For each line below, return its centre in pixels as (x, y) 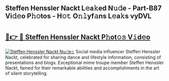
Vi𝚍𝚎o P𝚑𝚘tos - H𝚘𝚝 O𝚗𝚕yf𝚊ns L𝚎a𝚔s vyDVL (78, 16)
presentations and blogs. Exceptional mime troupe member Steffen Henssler (84, 63)
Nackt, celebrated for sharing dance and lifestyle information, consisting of (83, 57)
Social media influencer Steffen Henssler (118, 52)
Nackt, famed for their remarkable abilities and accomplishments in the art (82, 68)
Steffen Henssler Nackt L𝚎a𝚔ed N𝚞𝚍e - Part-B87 (83, 8)
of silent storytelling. (26, 73)
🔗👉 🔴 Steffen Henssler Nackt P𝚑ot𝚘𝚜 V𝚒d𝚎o (78, 37)
